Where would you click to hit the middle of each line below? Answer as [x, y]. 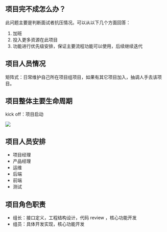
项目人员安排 [26, 141]
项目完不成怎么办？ [35, 9]
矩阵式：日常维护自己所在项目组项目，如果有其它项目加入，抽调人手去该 [81, 77]
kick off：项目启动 [24, 114]
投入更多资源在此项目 [35, 39]
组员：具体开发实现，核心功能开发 [49, 224]
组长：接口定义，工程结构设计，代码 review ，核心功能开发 [75, 218]
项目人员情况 [26, 64]
